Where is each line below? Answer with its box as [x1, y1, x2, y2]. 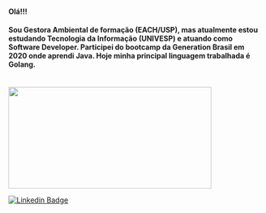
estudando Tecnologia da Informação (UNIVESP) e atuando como [8, 33, 234, 44]
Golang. [8, 59, 36, 69]
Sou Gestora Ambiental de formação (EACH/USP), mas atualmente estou [8, 25, 258, 35]
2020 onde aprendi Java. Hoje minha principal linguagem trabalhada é [8, 51, 251, 61]
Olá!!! [8, 7, 28, 16]
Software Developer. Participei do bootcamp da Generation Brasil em [8, 42, 245, 52]
